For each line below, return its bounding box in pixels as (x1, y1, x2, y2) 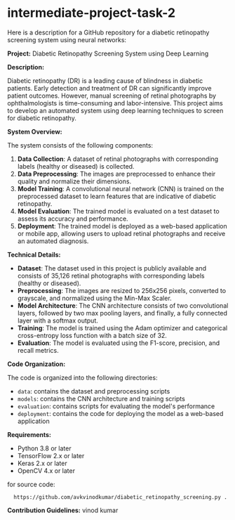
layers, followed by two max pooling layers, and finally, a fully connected (17, 308, 228, 317)
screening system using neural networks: (7, 35, 127, 44)
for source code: (7, 480, 55, 488)
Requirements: (7, 430, 51, 438)
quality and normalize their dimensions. (17, 177, 132, 186)
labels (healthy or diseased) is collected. (17, 162, 135, 170)
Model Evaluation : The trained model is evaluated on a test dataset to (17, 207, 220, 215)
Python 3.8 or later (17, 444, 72, 453)
